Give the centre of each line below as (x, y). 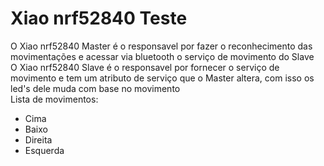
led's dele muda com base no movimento (95, 88)
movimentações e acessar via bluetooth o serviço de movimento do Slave (162, 56)
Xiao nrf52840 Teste (99, 18)
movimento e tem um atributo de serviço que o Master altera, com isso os (162, 78)
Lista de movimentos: (54, 99)
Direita (38, 139)
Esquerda (44, 150)
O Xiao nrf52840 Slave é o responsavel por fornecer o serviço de (145, 67)
